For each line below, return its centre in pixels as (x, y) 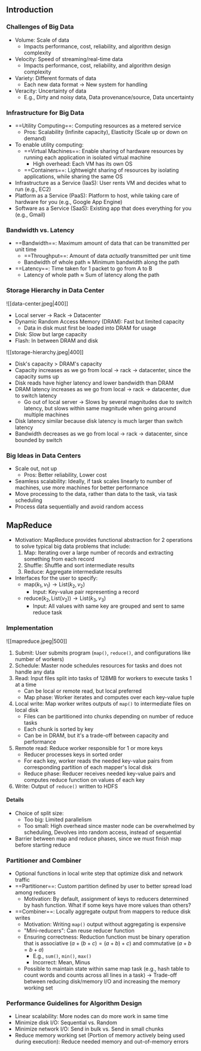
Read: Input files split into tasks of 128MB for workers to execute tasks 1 (103, 678)
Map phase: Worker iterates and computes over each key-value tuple (109, 697)
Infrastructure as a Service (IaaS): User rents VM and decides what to (100, 182)
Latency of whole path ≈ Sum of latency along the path (92, 275)
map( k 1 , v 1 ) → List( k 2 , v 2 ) (54, 585)
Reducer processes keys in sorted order (73, 754)
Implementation (30, 628)
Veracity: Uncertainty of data (51, 91)
